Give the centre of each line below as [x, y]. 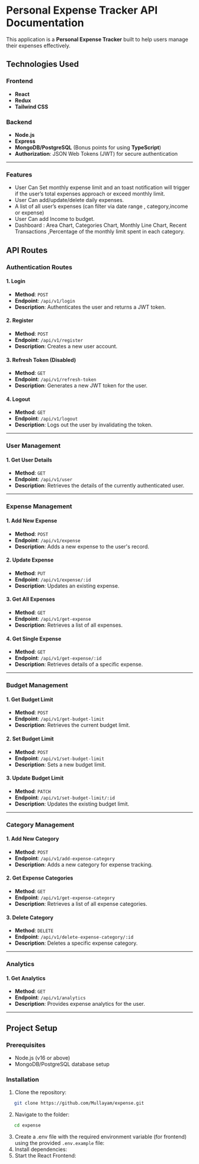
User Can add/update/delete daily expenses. [69, 200]
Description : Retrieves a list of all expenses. [69, 625]
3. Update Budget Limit [35, 778]
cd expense [28, 1125]
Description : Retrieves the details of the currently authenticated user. [99, 486]
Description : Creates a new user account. [66, 346]
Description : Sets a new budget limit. [60, 764]
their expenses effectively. [38, 46]
